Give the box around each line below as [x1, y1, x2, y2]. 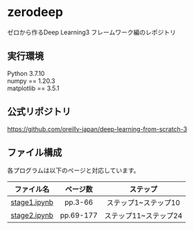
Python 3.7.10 [7, 69, 45, 77]
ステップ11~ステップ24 [104, 211, 183, 221]
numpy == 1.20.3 [7, 76, 55, 85]
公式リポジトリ [7, 106, 71, 118]
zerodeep [7, 4, 64, 20]
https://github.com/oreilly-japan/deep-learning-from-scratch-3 [7, 124, 188, 133]
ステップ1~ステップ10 [106, 198, 180, 208]
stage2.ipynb [10, 211, 54, 220]
